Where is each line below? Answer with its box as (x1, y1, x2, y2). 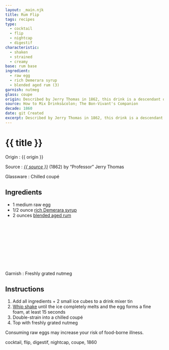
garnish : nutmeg (5, 87, 39, 92)
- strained (10, 54, 33, 60)
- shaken (10, 49, 28, 55)
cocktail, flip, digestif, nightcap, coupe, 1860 (5, 339, 97, 345)
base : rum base (5, 64, 37, 69)
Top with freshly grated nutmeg (12, 320, 78, 326)
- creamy (10, 59, 28, 64)
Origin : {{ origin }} (5, 154, 44, 160)
